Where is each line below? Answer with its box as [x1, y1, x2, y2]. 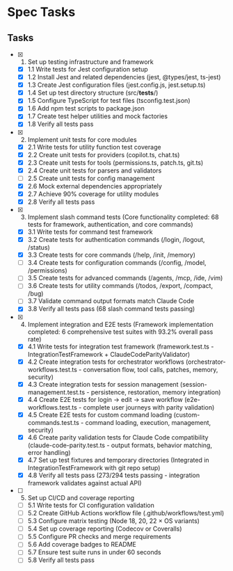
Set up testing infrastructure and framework [27, 58, 154, 66]
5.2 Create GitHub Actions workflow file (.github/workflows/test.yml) [27, 509, 225, 517]
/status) [27, 243, 50, 252]
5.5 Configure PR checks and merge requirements [27, 533, 172, 541]
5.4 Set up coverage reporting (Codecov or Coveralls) [27, 524, 182, 533]
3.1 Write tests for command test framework [27, 227, 153, 236]
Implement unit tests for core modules [27, 135, 137, 143]
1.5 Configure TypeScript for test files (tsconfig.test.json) [27, 97, 191, 105]
